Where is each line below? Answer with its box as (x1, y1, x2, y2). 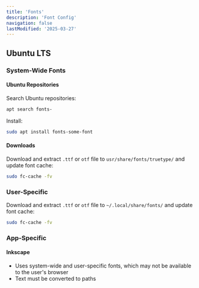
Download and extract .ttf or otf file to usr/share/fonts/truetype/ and (6, 155, 185, 162)
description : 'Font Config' (6, 14, 77, 21)
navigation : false (6, 20, 52, 26)
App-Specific (6, 234, 47, 242)
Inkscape (6, 249, 30, 256)
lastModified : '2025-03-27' (6, 25, 77, 32)
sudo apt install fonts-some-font (6, 129, 93, 135)
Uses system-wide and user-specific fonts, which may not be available (14, 262, 192, 269)
